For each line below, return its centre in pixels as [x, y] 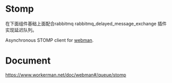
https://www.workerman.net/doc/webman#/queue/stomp [66, 75]
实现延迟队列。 [21, 30]
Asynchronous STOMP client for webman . [49, 40]
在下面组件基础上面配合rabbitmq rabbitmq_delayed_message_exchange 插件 [86, 23]
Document [28, 61]
